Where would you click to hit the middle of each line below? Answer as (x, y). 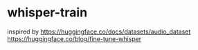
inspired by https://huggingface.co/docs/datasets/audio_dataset (99, 32)
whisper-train (47, 13)
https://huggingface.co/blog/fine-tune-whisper (74, 38)
